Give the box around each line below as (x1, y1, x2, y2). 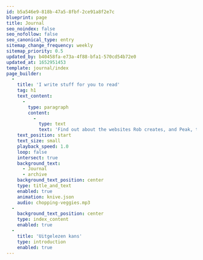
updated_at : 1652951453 (6, 59, 66, 65)
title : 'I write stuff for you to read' (17, 82, 120, 88)
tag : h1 (17, 87, 36, 94)
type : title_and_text (17, 183, 71, 189)
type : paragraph (28, 104, 69, 110)
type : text (38, 121, 66, 127)
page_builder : (6, 71, 42, 77)
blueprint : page (6, 14, 47, 21)
